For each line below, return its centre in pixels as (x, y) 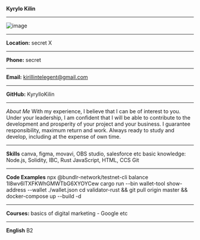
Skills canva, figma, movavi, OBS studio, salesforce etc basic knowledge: (96, 154)
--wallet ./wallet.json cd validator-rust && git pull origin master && (107, 190)
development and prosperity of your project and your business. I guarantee (98, 124)
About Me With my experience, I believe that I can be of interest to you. (93, 111)
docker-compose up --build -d (44, 196)
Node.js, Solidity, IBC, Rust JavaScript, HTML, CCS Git (73, 160)
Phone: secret (24, 60)
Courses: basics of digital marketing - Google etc (67, 213)
